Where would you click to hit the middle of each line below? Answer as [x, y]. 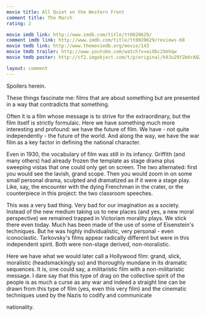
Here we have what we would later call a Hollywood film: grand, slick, [94, 256]
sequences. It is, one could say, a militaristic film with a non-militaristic [96, 269]
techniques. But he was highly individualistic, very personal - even [90, 231]
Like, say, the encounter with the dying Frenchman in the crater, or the [95, 186]
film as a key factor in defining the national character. [74, 142]
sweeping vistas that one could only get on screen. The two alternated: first [102, 167]
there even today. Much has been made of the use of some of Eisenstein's [100, 224]
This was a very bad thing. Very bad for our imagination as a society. [93, 205]
